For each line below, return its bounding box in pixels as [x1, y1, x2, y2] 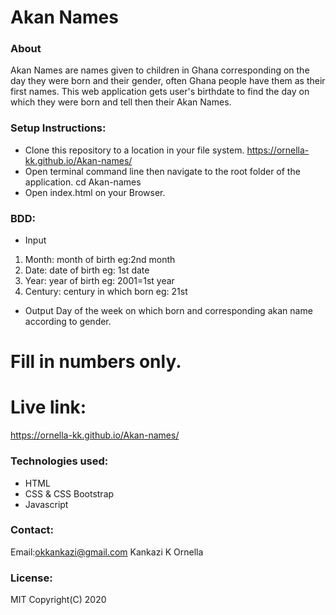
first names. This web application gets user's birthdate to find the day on [10, 86, 310, 98]
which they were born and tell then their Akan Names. [10, 96, 232, 108]
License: [10, 571, 53, 585]
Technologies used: [10, 454, 109, 468]
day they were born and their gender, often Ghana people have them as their [10, 75, 326, 87]
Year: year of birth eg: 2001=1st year [24, 275, 175, 287]
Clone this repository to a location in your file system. [24, 144, 245, 156]
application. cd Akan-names [24, 176, 142, 188]
